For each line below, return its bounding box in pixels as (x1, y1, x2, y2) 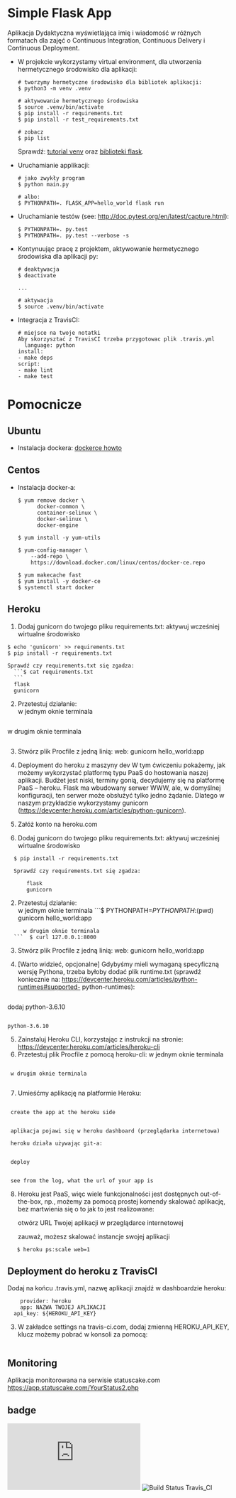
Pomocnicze (7, 397, 82, 413)
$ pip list (17, 134, 50, 141)
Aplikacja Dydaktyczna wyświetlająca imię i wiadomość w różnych (7, 28, 201, 37)
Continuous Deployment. (7, 43, 80, 52)
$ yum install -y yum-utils (17, 534, 101, 541)
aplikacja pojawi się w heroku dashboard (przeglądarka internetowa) (10, 1127, 220, 1135)
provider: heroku (20, 1298, 72, 1305)
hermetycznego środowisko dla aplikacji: (17, 65, 137, 73)
